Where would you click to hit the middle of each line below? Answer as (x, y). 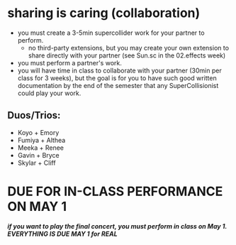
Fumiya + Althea (41, 140)
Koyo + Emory (38, 132)
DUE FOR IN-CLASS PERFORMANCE (115, 191)
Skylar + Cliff (36, 163)
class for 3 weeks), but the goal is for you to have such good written (117, 78)
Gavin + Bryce (38, 155)
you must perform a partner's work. (70, 62)
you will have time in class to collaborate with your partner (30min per (119, 70)
